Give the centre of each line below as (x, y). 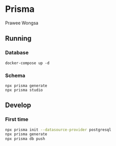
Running (19, 38)
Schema (15, 75)
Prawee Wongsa (22, 23)
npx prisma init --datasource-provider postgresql (58, 130)
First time (17, 119)
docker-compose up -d (27, 63)
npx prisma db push (25, 139)
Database (17, 53)
